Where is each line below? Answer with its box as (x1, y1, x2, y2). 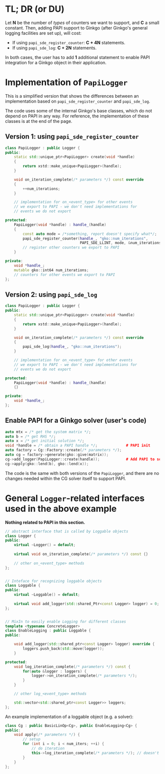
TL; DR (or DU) (5, 3, 65, 15)
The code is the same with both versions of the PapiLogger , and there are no (5, 470, 160, 476)
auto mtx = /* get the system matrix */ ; (5, 429, 91, 434)
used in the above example (5, 503, 117, 514)
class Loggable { (5, 583, 41, 588)
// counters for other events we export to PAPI (14, 272, 115, 277)
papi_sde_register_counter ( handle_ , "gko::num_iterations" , (23, 236, 148, 241)
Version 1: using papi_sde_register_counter (5, 133, 139, 141)
